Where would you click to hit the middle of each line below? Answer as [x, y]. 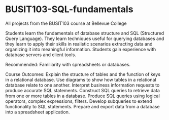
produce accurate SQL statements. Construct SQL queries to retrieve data [82, 90]
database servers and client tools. [41, 55]
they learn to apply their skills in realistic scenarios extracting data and [79, 44]
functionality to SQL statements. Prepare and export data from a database [82, 106]
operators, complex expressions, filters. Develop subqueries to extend [79, 101]
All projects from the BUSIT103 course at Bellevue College [66, 23]
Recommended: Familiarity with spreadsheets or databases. [68, 64]
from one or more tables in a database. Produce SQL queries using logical [82, 96]
